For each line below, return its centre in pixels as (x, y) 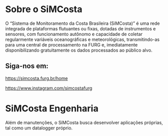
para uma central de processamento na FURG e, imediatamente (72, 44)
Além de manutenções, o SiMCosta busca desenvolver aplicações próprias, (84, 122)
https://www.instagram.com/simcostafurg (49, 88)
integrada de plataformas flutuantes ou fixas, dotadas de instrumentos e (80, 28)
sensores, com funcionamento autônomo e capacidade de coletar (74, 34)
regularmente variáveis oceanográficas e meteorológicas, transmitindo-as (82, 39)
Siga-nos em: (27, 66)
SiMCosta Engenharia (52, 108)
